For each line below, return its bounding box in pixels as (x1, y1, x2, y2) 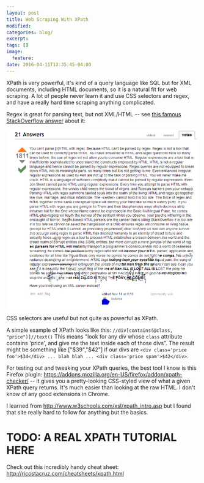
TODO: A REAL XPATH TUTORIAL (6, 430, 177, 444)
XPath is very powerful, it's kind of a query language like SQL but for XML (6, 79, 192, 86)
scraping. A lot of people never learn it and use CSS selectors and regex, (6, 92, 190, 99)
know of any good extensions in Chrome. (6, 391, 110, 398)
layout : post (6, 10, 40, 16)
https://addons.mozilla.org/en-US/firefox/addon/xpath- (43, 371, 183, 378)
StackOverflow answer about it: (6, 117, 86, 124)
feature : (12, 55, 34, 61)
